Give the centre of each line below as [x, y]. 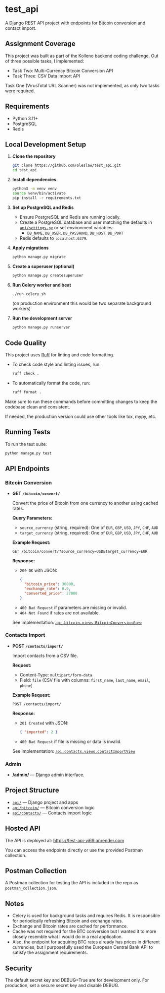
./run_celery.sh [29, 294]
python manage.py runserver [41, 328]
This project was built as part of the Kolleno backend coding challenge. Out [82, 56]
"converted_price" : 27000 [51, 593]
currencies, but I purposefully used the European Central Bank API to [82, 947]
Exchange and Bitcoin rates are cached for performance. [70, 926]
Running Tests [28, 432]
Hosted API [23, 828]
